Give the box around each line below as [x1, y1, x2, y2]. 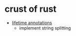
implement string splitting [19, 25, 71, 31]
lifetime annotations [11, 20, 52, 26]
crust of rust [4, 3, 57, 15]
